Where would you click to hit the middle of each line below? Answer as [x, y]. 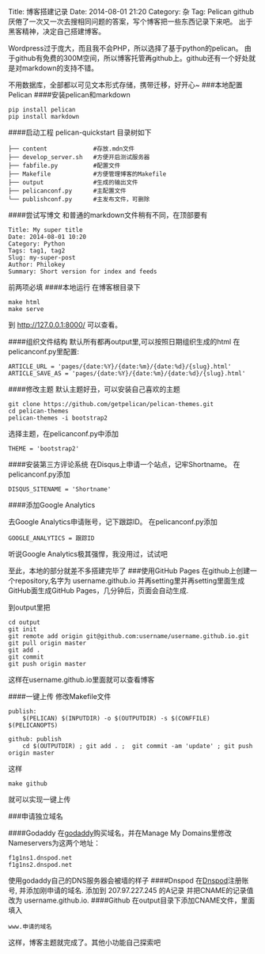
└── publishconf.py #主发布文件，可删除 [79, 200]
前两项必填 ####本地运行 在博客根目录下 [74, 287]
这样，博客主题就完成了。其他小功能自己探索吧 [84, 942]
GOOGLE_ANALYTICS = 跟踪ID [51, 538]
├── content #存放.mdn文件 [72, 149]
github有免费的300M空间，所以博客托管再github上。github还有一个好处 [132, 58]
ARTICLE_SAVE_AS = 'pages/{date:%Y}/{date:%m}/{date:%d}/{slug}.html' [127, 374]
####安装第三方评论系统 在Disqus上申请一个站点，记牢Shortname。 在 [124, 464]
